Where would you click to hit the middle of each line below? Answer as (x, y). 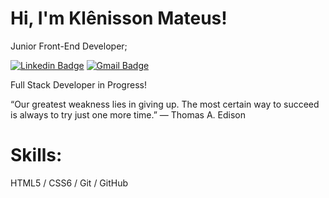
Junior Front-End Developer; (69, 46)
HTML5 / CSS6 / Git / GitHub (69, 183)
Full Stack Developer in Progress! (78, 84)
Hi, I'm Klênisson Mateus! (119, 18)
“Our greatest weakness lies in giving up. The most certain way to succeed (165, 104)
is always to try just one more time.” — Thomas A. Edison (128, 114)
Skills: (36, 155)
